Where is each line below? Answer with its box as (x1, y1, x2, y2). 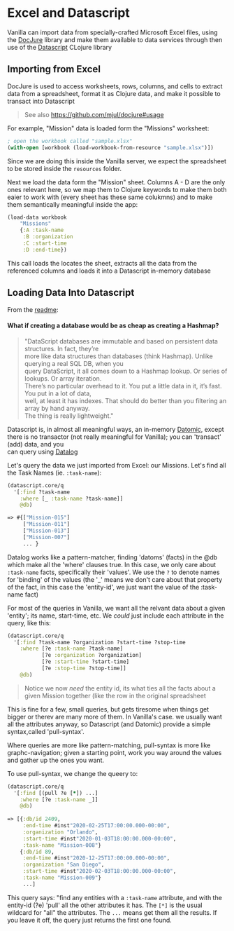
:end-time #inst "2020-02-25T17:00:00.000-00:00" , (22, 822, 170, 829)
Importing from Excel (7, 63, 101, 75)
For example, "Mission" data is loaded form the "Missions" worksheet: (7, 124, 210, 132)
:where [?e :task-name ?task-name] (20, 645, 124, 653)
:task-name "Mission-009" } (22, 874, 101, 881)
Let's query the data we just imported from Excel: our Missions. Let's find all (7, 461, 226, 469)
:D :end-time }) (22, 246, 68, 253)
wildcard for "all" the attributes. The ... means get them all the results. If (7, 908, 218, 916)
